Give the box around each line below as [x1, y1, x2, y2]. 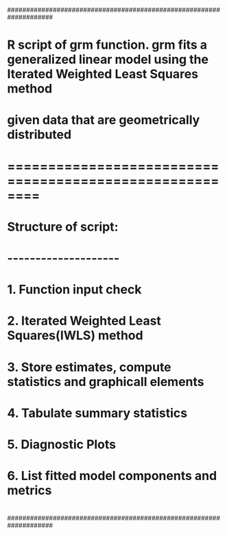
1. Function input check [7, 282, 142, 297]
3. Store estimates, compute [7, 359, 171, 375]
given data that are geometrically [7, 113, 200, 128]
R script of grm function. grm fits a [7, 37, 208, 53]
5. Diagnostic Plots [7, 436, 117, 452]
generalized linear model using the [7, 52, 209, 67]
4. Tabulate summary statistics [7, 405, 187, 421]
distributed [7, 127, 72, 143]
